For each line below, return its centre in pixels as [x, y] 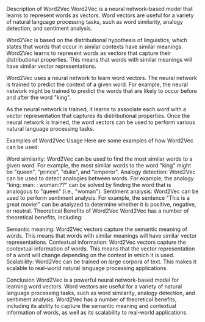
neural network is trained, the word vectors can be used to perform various [101, 122]
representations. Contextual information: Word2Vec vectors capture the [96, 242]
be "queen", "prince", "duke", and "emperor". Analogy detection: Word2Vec [101, 172]
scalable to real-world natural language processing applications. [87, 268]
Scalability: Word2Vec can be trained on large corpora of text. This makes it [102, 262]
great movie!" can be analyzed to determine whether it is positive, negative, [101, 204]
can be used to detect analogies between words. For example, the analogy [100, 178]
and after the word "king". [39, 97]
